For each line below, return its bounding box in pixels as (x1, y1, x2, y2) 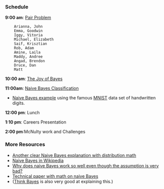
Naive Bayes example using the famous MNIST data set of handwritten (12, 95, 156, 101)
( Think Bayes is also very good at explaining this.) (12, 178, 113, 184)
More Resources (5, 141, 45, 148)
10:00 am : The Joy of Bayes (5, 76, 63, 82)
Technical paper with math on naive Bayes (12, 173, 98, 179)
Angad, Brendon (14, 59, 45, 63)
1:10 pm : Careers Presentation (5, 119, 66, 125)
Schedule (5, 3, 29, 10)
